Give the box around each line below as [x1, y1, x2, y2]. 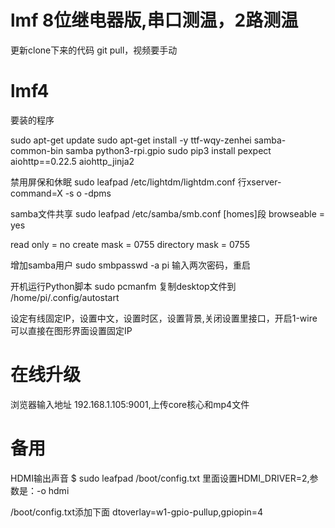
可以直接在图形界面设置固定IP [10, 324, 133, 336]
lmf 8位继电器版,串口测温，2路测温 [10, 9, 299, 32]
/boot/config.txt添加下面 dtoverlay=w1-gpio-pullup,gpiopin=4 [10, 506, 264, 518]
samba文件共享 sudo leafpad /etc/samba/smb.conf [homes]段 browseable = [10, 207, 325, 220]
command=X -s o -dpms [10, 187, 112, 199]
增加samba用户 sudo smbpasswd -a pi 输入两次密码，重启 [10, 259, 252, 271]
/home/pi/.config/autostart [10, 291, 120, 303]
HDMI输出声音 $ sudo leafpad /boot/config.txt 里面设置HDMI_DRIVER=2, [10, 472, 310, 484]
